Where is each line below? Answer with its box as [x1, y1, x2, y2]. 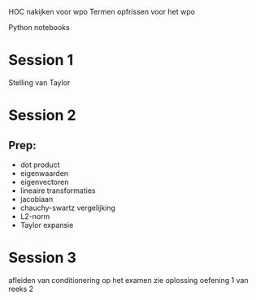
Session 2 [8, 106, 76, 125]
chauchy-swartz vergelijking [20, 203, 116, 212]
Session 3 [8, 249, 77, 267]
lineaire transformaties [20, 186, 96, 195]
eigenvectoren [20, 177, 69, 186]
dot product [20, 160, 60, 169]
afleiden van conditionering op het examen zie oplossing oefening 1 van [8, 275, 249, 285]
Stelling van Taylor [8, 77, 71, 88]
